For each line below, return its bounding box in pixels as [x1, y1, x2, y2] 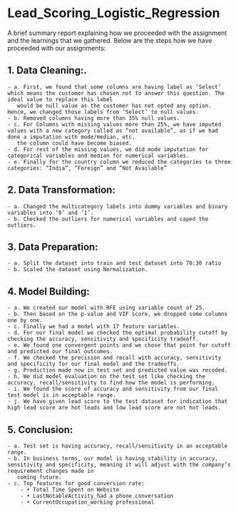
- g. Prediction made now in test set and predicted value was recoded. [7, 367, 228, 374]
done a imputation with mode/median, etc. [7, 133, 135, 141]
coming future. [16, 474, 62, 481]
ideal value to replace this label [7, 96, 113, 103]
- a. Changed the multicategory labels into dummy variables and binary [7, 203, 228, 210]
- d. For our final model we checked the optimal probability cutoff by [7, 330, 228, 337]
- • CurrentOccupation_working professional [20, 499, 155, 506]
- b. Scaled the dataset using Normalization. [7, 266, 148, 273]
